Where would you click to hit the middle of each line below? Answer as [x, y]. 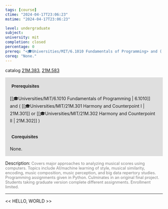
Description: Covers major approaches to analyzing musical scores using [75, 163]
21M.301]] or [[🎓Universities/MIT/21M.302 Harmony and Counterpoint [82, 113]
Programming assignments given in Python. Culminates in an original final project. [82, 177]
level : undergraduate [28, 28]
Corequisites [25, 136]
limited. [12, 187]
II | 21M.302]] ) [25, 120]
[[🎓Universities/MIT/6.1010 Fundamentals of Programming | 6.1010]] [80, 98]
